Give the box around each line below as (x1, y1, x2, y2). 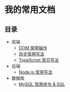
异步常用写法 (18, 51, 44, 57)
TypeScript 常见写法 (18, 57, 59, 63)
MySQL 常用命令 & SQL (18, 81, 66, 87)
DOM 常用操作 (18, 45, 47, 51)
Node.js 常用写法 (18, 69, 53, 75)
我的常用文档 (4, 4, 56, 15)
